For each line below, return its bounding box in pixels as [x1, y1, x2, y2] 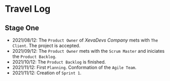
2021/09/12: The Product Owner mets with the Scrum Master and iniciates [12, 48, 165, 54]
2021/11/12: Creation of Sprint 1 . [12, 70, 82, 76]
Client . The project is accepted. [12, 43, 81, 49]
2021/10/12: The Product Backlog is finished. [12, 59, 106, 65]
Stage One [5, 24, 40, 32]
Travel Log [5, 3, 51, 15]
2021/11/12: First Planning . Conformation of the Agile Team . [12, 65, 137, 70]
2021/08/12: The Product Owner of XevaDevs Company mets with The [12, 37, 158, 43]
